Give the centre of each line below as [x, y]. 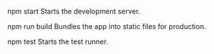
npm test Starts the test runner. [58, 41]
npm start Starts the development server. [74, 11]
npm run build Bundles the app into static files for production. [107, 26]
